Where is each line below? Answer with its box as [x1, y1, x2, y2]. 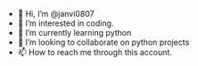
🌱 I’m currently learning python [17, 28, 132, 37]
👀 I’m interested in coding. [17, 18, 114, 29]
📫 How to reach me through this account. [17, 47, 172, 57]
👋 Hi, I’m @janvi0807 [17, 9, 95, 19]
